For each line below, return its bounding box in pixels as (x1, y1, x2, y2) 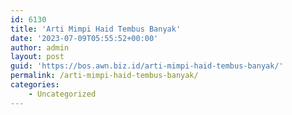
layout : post (10, 52, 65, 62)
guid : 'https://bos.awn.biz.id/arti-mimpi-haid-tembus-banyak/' (10, 61, 284, 71)
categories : (10, 80, 60, 90)
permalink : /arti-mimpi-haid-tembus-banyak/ (10, 71, 199, 81)
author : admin (10, 42, 70, 53)
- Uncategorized (28, 89, 97, 99)
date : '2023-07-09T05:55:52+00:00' (10, 33, 159, 43)
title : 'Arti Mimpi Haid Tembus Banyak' (10, 24, 182, 34)
